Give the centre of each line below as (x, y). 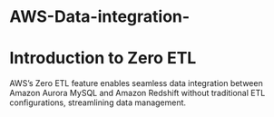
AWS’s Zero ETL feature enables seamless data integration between (136, 83)
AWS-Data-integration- (100, 17)
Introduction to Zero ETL (103, 58)
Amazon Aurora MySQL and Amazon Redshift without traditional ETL (137, 93)
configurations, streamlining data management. (98, 102)
